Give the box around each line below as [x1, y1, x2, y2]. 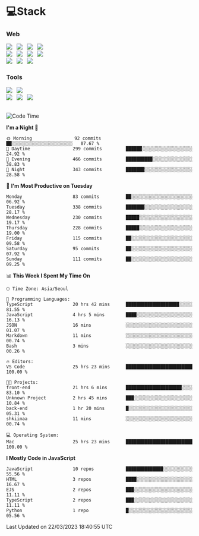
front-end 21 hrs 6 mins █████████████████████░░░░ [6, 384, 193, 390]
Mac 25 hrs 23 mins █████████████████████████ [6, 439, 193, 444]
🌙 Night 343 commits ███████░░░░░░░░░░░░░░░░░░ [6, 166, 193, 172]
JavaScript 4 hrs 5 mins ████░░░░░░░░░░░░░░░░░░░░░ [6, 311, 193, 318]
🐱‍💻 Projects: [6, 379, 39, 385]
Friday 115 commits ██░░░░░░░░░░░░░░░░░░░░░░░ [6, 235, 193, 241]
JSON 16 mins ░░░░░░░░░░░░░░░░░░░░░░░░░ [6, 322, 193, 328]
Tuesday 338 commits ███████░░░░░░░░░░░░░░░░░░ [6, 204, 193, 210]
